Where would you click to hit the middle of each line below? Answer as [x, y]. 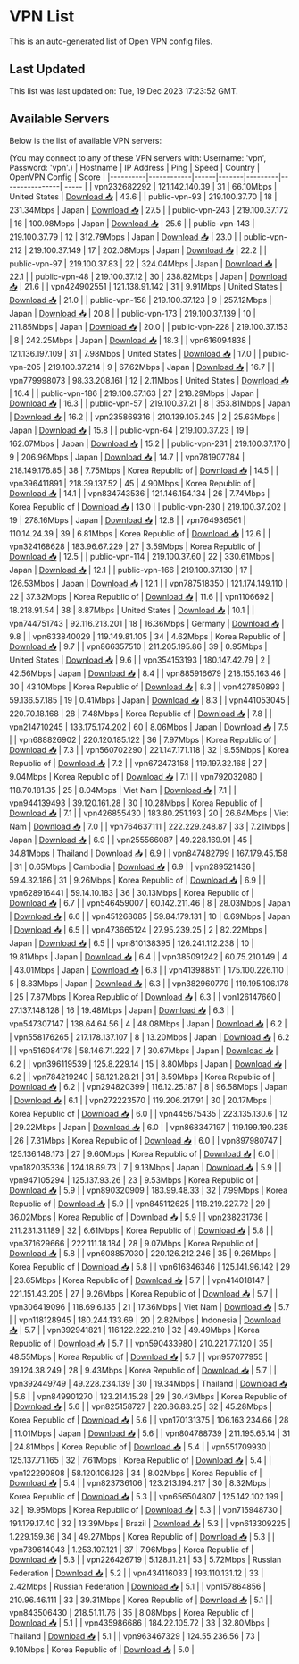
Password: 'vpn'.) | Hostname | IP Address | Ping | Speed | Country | [135, 167]
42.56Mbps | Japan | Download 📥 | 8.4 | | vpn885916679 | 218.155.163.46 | [148, 673]
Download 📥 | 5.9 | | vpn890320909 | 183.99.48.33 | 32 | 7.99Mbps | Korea [149, 1190]
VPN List [42, 17]
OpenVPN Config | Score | [57, 177]
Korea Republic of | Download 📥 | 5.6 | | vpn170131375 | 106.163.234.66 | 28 [149, 1420]
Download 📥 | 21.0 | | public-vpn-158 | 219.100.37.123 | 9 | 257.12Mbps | [141, 300]
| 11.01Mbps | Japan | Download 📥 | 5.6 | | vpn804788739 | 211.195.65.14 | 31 [150, 1433]
